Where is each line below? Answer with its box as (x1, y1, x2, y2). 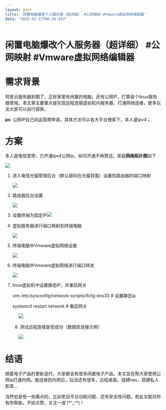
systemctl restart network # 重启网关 (12, 303, 87, 309)
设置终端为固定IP (12, 212, 47, 218)
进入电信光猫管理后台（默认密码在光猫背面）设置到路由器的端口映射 (12, 173, 151, 179)
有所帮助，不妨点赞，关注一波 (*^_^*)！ (5, 400, 84, 406)
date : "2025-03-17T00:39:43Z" (5, 16, 68, 21)
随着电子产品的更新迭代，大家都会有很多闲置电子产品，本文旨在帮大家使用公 (5, 371, 161, 377)
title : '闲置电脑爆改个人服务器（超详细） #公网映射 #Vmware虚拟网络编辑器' (5, 12, 147, 17)
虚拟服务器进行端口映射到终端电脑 (12, 223, 82, 229)
